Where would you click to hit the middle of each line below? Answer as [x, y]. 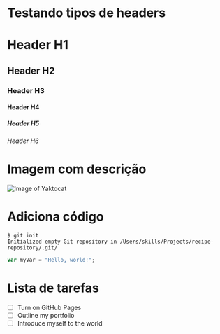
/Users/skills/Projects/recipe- [167, 242]
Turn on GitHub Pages [49, 307]
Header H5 [23, 123]
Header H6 [23, 141]
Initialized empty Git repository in [62, 242]
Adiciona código [56, 217]
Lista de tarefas [53, 288]
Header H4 [23, 107]
